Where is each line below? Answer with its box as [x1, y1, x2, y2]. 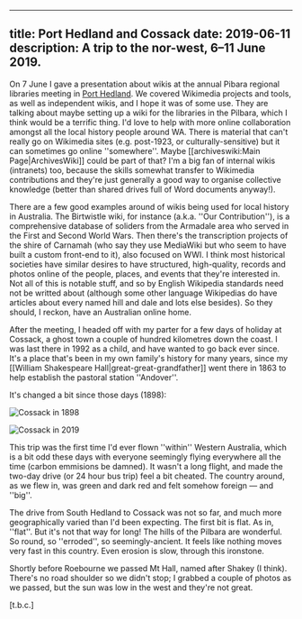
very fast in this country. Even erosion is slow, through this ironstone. [9, 545, 265, 556]
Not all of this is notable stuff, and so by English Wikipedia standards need [9, 278, 284, 288]
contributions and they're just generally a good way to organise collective [9, 174, 281, 185]
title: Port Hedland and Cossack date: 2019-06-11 [9, 26, 291, 41]
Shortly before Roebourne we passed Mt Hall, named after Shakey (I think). [9, 562, 288, 573]
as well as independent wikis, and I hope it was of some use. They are [9, 97, 269, 108]
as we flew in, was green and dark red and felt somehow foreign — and [9, 479, 274, 491]
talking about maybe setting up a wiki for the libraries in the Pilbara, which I [9, 107, 288, 118]
